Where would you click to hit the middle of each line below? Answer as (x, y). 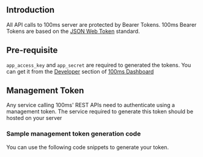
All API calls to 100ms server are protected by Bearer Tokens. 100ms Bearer (102, 24)
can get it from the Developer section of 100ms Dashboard (80, 71)
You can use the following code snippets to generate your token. (88, 147)
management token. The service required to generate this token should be (100, 111)
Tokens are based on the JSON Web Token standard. (73, 31)
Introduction (31, 10)
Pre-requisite (32, 50)
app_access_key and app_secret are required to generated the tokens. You (99, 65)
